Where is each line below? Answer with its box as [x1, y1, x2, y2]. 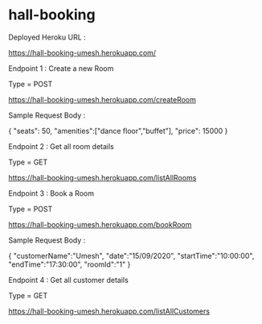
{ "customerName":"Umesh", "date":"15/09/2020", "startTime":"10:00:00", [8, 251, 255, 260]
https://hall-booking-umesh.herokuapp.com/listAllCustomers [8, 306, 211, 316]
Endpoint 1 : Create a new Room [8, 63, 114, 73]
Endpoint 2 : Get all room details [8, 141, 114, 151]
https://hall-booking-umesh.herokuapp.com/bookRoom [8, 219, 192, 229]
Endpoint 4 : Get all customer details [8, 275, 129, 285]
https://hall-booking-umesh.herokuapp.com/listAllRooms [8, 172, 197, 182]
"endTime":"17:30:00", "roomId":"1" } [8, 260, 131, 269]
